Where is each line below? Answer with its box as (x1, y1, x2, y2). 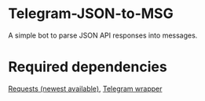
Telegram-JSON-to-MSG (8, 5, 174, 23)
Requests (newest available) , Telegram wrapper (8, 84, 163, 93)
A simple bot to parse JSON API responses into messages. (8, 31, 198, 40)
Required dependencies (8, 58, 167, 76)
